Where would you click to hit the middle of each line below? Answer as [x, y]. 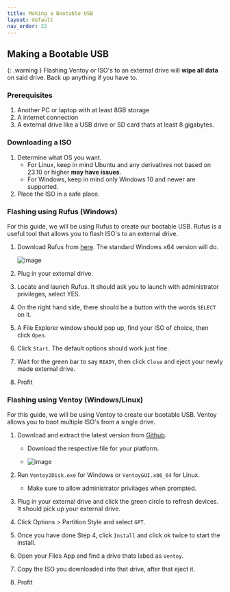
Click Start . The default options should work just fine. [93, 348]
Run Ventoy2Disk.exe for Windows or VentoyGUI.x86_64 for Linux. [108, 475]
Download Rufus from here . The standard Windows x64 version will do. [118, 247]
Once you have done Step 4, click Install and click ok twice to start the [118, 535]
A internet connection [48, 118]
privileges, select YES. [49, 294]
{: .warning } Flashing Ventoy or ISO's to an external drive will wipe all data [113, 70]
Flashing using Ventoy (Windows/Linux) [75, 400]
